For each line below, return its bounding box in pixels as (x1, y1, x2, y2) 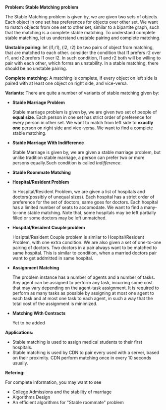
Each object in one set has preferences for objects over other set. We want (5, 19, 158, 25)
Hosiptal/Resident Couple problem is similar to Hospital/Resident (12, 234, 145, 240)
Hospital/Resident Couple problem (12, 225, 85, 230)
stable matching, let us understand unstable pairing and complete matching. (5, 35, 161, 41)
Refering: (5, 370, 25, 375)
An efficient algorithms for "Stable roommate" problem (12, 400, 124, 405)
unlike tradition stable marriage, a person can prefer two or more (12, 154, 145, 160)
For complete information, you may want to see (5, 379, 102, 385)
